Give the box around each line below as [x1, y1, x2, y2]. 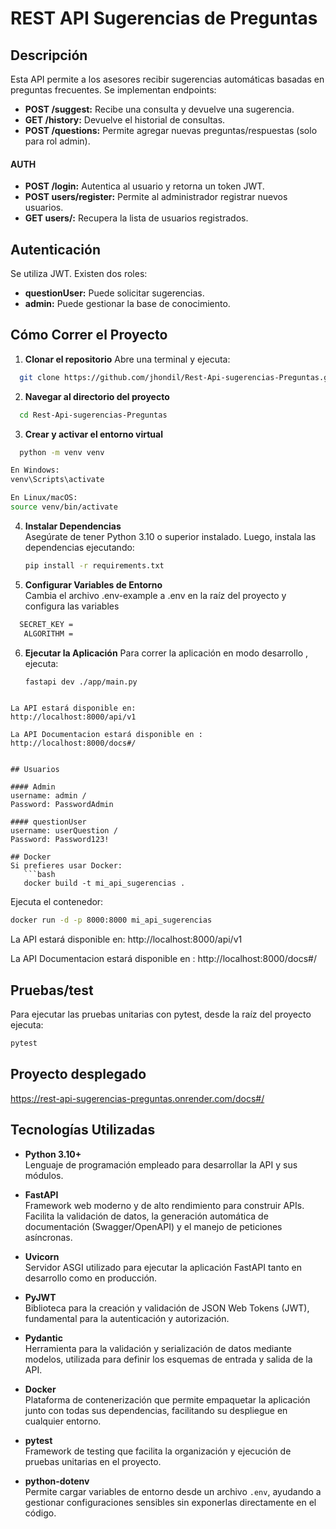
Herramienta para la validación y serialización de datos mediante [24, 1342, 292, 1354]
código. [24, 1507, 57, 1519]
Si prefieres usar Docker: [10, 861, 123, 871]
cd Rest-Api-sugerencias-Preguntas [19, 410, 168, 420]
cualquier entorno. [24, 1415, 102, 1427]
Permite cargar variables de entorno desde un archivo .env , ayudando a [24, 1485, 322, 1497]
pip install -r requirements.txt [24, 560, 165, 571]
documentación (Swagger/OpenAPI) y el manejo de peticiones [24, 1220, 283, 1232]
